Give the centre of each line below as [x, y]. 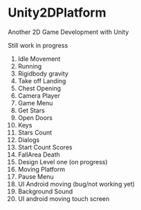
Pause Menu [36, 176]
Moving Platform [41, 169]
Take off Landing [42, 80]
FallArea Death [39, 155]
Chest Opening [39, 88]
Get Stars [31, 110]
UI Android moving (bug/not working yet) [76, 184]
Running [30, 66]
